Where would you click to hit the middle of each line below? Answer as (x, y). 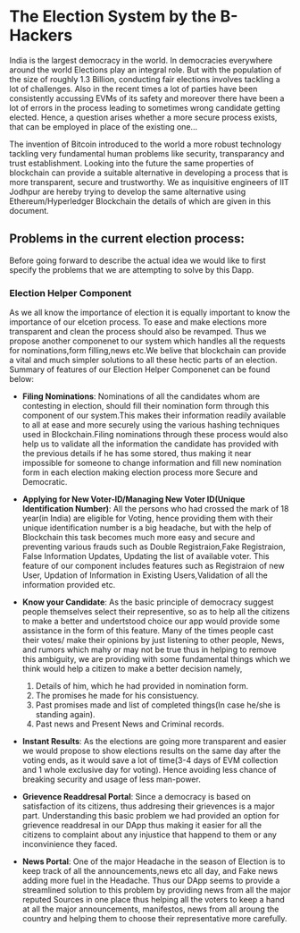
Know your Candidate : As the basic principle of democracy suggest (148, 602)
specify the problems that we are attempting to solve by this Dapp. (132, 269)
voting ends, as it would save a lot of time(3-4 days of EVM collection (150, 760)
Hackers (41, 35)
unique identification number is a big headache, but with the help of (147, 528)
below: (21, 379)
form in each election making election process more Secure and (140, 472)
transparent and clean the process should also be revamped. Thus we (138, 332)
